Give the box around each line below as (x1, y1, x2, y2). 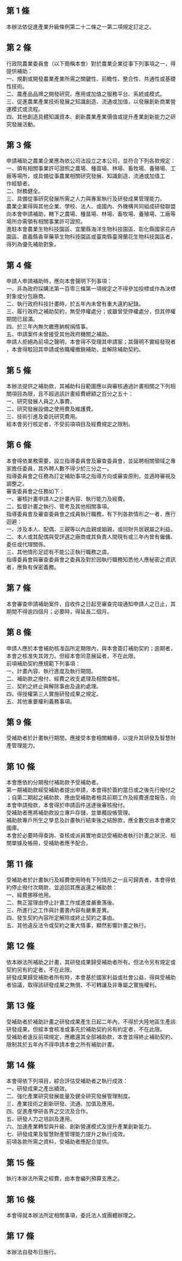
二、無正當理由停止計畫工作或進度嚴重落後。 (6, 899, 118, 906)
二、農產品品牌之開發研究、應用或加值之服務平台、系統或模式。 (6, 90, 165, 97)
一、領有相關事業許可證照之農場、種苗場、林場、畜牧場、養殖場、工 (6, 165, 176, 172)
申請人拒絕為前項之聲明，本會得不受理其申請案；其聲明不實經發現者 (6, 338, 176, 345)
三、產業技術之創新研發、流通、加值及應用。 (6, 1100, 118, 1107)
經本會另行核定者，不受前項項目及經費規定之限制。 (6, 421, 134, 428)
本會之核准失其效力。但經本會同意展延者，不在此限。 (6, 652, 139, 659)
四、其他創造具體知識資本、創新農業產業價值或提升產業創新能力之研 (6, 113, 176, 120)
